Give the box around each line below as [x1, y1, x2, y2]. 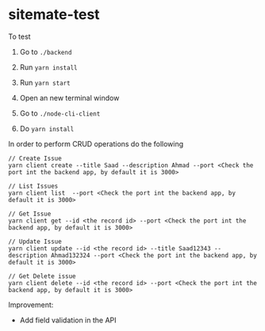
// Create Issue [8, 154, 62, 162]
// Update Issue [8, 238, 62, 245]
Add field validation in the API [19, 315, 117, 325]
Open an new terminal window [19, 93, 120, 102]
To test [8, 32, 31, 41]
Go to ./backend [19, 47, 72, 56]
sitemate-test [8, 6, 101, 24]
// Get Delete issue [8, 272, 77, 280]
